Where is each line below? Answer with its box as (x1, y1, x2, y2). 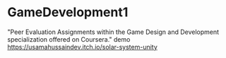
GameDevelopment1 (7, 4, 129, 21)
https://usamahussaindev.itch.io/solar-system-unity (7, 42, 157, 51)
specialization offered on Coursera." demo (7, 35, 131, 43)
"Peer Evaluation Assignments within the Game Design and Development (7, 28, 220, 36)
